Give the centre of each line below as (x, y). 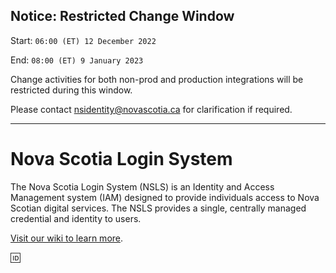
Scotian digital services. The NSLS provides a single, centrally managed (158, 208)
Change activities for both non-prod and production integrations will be (157, 79)
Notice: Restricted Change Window (122, 16)
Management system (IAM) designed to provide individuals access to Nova (165, 197)
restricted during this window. (71, 90)
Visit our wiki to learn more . (67, 238)
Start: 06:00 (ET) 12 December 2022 (83, 40)
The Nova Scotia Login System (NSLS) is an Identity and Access (142, 186)
